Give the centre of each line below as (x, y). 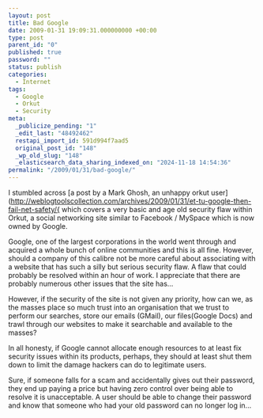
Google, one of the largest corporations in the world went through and (122, 241)
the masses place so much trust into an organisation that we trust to (119, 307)
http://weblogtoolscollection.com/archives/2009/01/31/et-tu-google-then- (131, 201)
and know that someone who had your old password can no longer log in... (130, 405)
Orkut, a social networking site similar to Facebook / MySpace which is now (131, 218)
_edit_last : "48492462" (54, 133)
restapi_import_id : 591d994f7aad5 (72, 141)
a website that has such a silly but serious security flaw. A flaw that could (128, 267)
